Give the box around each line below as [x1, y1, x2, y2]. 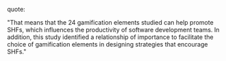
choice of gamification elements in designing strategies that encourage [7, 40, 208, 48]
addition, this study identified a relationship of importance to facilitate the [7, 33, 214, 41]
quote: [7, 5, 25, 13]
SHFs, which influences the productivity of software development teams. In [7, 26, 220, 34]
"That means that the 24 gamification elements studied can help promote [7, 19, 214, 26]
